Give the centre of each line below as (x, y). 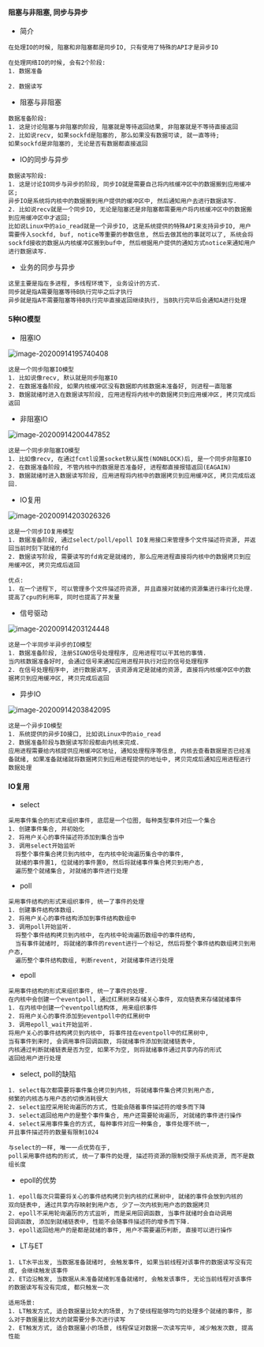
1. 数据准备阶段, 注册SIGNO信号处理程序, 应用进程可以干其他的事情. (108, 653)
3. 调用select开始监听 (42, 846)
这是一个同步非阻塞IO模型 (44, 451)
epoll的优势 (38, 1180)
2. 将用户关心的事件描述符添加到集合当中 (66, 837)
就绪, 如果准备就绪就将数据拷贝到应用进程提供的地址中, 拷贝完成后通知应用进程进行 (132, 760)
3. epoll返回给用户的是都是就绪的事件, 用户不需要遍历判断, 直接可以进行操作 (120, 1230)
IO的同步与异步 (44, 160)
